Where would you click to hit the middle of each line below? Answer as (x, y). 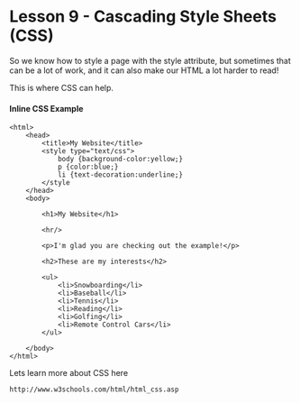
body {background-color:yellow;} (120, 160)
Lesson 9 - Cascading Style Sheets (143, 17)
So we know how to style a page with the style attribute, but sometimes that (150, 60)
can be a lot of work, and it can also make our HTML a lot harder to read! (144, 70)
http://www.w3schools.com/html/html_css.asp (94, 389)
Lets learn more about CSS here (69, 373)
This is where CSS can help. (62, 87)
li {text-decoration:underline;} (120, 175)
